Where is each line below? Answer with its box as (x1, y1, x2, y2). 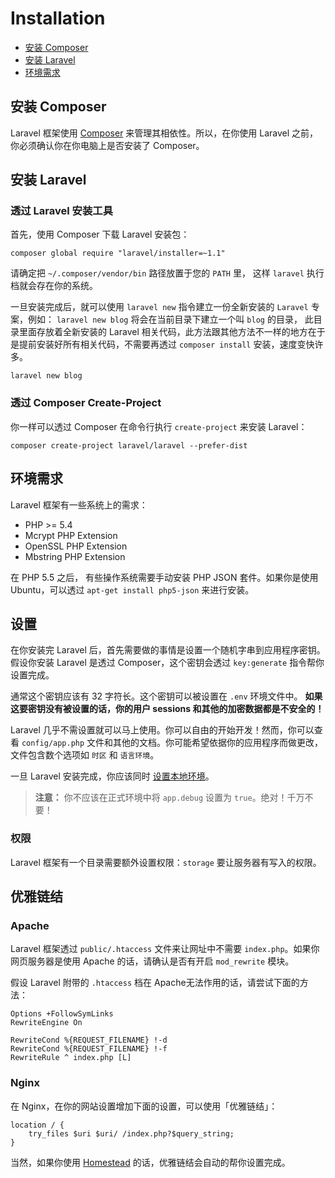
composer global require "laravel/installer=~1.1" (10, 248, 226, 259)
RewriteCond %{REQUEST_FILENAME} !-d (10, 1035, 168, 1046)
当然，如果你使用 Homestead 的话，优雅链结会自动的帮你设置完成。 (10, 1156, 291, 1168)
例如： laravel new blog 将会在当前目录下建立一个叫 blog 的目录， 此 (27, 313, 314, 326)
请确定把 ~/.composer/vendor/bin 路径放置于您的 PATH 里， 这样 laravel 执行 (10, 267, 325, 279)
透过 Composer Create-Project (10, 396, 162, 410)
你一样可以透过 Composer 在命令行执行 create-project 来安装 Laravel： (10, 420, 308, 432)
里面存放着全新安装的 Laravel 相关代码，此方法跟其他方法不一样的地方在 (18, 326, 317, 338)
